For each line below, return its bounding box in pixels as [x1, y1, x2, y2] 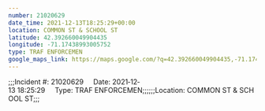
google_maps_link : [8, 56, 69, 64]
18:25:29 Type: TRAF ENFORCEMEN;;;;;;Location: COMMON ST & [17, 85, 238, 94]
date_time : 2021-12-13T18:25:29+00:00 [8, 19, 136, 27]
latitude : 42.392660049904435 [8, 33, 108, 42]
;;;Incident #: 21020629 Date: [8, 76, 111, 87]
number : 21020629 [8, 11, 65, 20]
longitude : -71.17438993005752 [8, 41, 111, 49]
